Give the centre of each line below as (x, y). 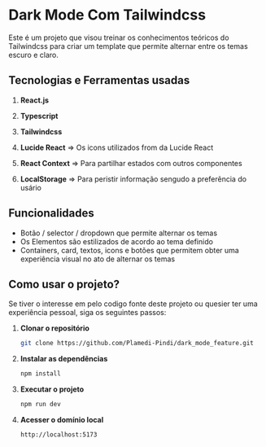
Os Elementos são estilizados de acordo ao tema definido (117, 241)
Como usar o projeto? (64, 284)
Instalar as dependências (64, 359)
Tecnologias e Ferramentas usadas (99, 80)
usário (31, 187)
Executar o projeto (52, 389)
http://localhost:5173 (59, 435)
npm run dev (40, 405)
